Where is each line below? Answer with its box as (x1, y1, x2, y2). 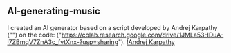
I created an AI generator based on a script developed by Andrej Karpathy (7, 23, 218, 31)
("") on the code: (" (7, 31, 62, 39)
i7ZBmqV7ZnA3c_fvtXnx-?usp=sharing (7, 37, 119, 46)
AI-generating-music (7, 5, 100, 17)
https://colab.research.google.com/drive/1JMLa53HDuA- (61, 31, 224, 39)
